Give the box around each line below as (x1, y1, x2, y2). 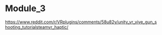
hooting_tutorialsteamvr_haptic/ (5, 24, 69, 30)
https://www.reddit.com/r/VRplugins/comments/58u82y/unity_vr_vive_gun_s (5, 19, 157, 25)
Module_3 (5, 3, 46, 14)
